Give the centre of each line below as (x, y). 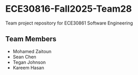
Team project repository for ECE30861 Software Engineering (69, 23)
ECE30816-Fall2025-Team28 (69, 9)
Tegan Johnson (29, 62)
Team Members (31, 39)
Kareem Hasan (28, 67)
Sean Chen (25, 57)
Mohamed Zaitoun (32, 51)
